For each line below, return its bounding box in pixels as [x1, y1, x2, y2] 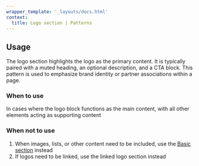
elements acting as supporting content [6, 112, 102, 119]
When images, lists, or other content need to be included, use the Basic [14, 140, 191, 147]
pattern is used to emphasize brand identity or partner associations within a [6, 70, 192, 78]
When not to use [6, 127, 55, 135]
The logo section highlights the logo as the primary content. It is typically [6, 58, 186, 65]
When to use [6, 92, 44, 100]
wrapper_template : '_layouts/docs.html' [6, 8, 109, 15]
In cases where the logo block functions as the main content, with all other [6, 105, 190, 112]
